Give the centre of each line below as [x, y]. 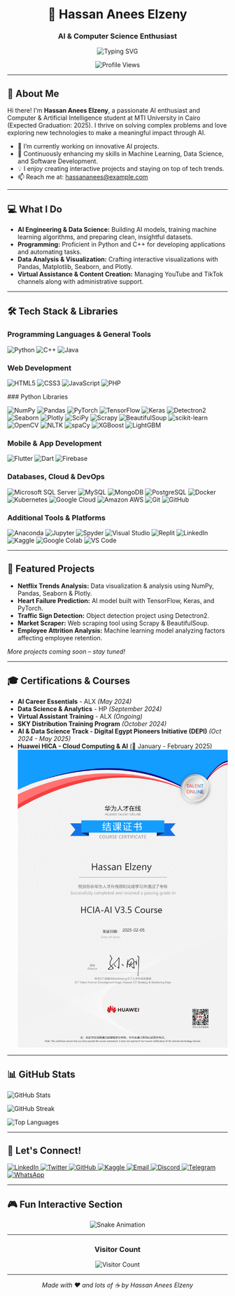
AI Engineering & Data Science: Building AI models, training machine [117, 230]
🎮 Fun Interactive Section [65, 1204]
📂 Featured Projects [51, 569]
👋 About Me [33, 94]
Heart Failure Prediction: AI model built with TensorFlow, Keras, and [116, 600]
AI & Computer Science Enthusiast [117, 36]
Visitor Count [117, 1250]
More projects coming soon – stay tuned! [66, 652]
